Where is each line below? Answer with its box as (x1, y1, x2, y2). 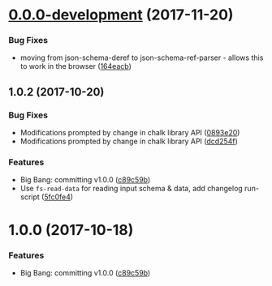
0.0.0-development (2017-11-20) (8, 6, 234, 24)
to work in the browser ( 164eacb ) (19, 62, 132, 71)
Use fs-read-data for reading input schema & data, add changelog (19, 184, 244, 194)
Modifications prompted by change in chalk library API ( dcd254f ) (19, 136, 238, 147)
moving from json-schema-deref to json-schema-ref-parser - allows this (19, 53, 264, 62)
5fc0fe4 (44, 192, 71, 202)
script (19, 192, 41, 202)
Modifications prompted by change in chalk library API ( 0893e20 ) (19, 128, 240, 138)
